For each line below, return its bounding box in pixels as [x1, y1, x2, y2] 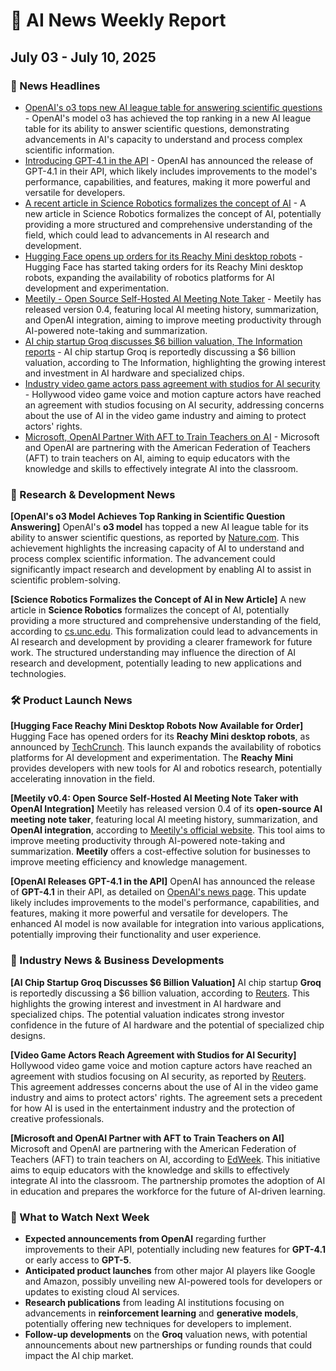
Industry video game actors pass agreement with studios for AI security [24, 377, 321, 389]
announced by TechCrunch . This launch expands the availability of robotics [10, 741, 322, 753]
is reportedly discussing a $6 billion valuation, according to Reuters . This [10, 987, 310, 999]
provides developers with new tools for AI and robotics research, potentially [10, 762, 323, 774]
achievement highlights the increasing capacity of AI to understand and [10, 542, 305, 554]
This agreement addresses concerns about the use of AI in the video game [10, 1080, 319, 1093]
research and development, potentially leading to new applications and [10, 657, 302, 669]
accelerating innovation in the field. [10, 773, 156, 785]
